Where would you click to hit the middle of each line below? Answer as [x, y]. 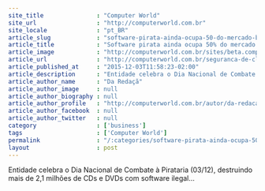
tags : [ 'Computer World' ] [88, 133]
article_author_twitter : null [63, 118]
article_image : [54, 52]
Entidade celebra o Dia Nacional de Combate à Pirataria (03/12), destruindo [131, 170]
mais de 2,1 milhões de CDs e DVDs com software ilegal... [102, 178]
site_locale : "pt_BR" [68, 30]
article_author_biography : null [63, 96]
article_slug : [54, 37]
